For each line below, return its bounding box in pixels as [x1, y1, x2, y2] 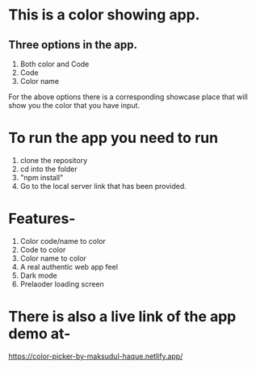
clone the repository [19, 155, 88, 165]
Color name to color [19, 253, 87, 263]
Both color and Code [19, 59, 90, 69]
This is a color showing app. [8, 6, 200, 24]
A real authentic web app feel [19, 262, 119, 271]
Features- [8, 210, 76, 228]
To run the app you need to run [8, 129, 219, 147]
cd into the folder [19, 164, 78, 174]
